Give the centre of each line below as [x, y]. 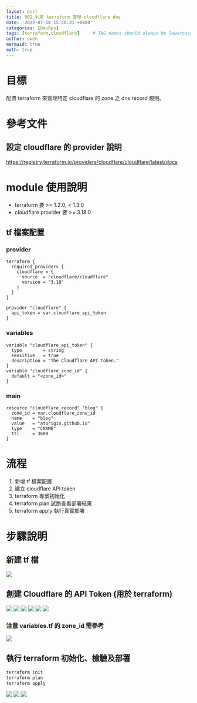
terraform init [25, 672]
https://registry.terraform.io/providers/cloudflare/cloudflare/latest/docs [92, 162]
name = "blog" [33, 418]
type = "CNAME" [34, 428]
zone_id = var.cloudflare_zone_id [53, 413]
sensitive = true [35, 355]
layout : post [22, 11]
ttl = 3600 [30, 433]
